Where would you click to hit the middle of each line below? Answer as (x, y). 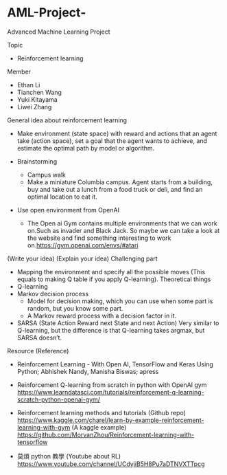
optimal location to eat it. (62, 197)
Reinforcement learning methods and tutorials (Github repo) (101, 412)
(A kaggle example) (99, 427)
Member (19, 71)
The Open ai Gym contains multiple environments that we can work (122, 223)
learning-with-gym (44, 427)
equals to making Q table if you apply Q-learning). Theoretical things (114, 279)
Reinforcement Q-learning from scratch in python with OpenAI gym (112, 385)
